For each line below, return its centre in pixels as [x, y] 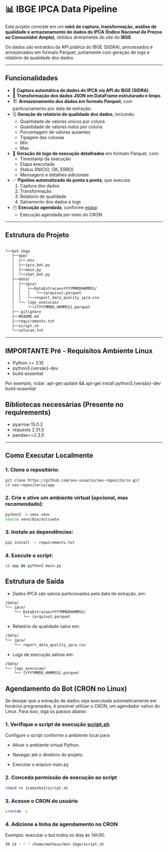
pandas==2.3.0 [28, 435]
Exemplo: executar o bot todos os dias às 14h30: [55, 835]
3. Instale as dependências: [39, 532]
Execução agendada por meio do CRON [61, 215]
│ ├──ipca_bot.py [31, 265]
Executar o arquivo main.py [40, 765]
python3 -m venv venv [28, 514]
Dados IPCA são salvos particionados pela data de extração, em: [79, 593]
